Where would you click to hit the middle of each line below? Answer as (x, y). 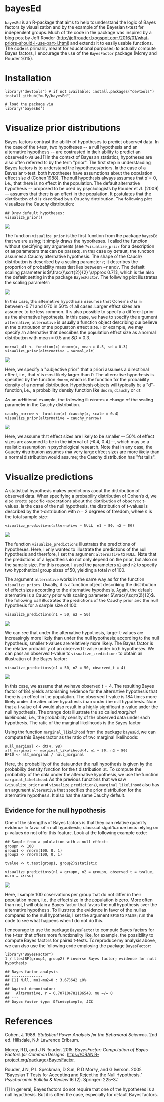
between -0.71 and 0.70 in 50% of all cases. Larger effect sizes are (73, 306)
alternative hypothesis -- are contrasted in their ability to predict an (73, 152)
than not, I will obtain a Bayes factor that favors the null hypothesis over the (81, 904)
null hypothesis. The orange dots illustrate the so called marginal (70, 712)
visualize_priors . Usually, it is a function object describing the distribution (81, 584)
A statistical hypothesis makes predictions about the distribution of (72, 490)
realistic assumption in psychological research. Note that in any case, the (79, 447)
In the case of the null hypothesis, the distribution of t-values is (84, 506)
